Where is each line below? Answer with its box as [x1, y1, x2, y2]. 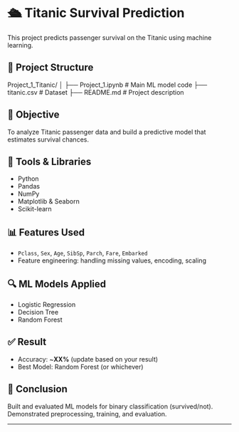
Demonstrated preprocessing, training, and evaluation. [7, 409, 167, 418]
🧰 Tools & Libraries [7, 155, 92, 167]
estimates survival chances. [7, 135, 89, 144]
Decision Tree [17, 308, 59, 316]
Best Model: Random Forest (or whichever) [17, 362, 144, 371]
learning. [7, 41, 33, 49]
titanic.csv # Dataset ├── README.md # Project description [7, 88, 184, 96]
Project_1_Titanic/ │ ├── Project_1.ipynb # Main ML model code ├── [7, 80, 208, 89]
